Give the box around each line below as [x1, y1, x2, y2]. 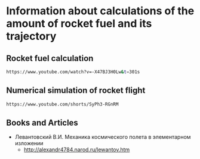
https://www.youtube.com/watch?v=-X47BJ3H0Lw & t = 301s [6, 69, 140, 75]
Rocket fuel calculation [6, 53, 94, 63]
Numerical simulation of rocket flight [6, 85, 146, 96]
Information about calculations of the [6, 4, 195, 18]
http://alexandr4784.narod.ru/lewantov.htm [23, 146, 130, 153]
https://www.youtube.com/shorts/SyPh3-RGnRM [6, 101, 119, 107]
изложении [14, 140, 44, 147]
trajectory [6, 30, 57, 43]
